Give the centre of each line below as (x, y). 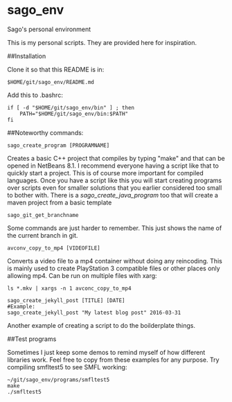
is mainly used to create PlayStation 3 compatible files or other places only (114, 268)
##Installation (27, 56)
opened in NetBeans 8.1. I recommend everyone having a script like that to (113, 166)
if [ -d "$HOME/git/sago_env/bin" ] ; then (71, 107)
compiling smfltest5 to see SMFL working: (67, 367)
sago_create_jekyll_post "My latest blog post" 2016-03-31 (94, 313)
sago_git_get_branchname (43, 215)
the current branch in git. (43, 235)
